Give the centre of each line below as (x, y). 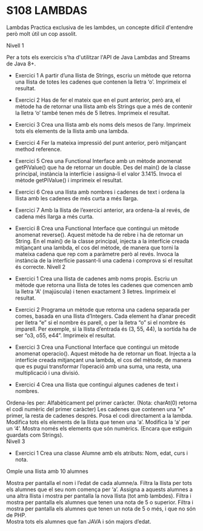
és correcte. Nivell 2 (40, 266)
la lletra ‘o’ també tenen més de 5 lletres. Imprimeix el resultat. (92, 113)
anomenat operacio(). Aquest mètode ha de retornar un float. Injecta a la (105, 353)
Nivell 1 (15, 45)
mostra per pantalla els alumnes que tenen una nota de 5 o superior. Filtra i (100, 502)
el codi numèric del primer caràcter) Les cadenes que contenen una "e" (96, 409)
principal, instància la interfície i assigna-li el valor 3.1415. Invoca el (98, 174)
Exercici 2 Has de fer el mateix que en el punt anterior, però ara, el (98, 100)
